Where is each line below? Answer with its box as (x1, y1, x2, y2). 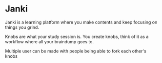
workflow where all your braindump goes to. (5, 38, 94, 44)
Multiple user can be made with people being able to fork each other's (5, 48, 146, 54)
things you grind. (5, 24, 39, 30)
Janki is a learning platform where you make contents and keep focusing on (5, 19, 158, 25)
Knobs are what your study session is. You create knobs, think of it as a (5, 34, 149, 39)
